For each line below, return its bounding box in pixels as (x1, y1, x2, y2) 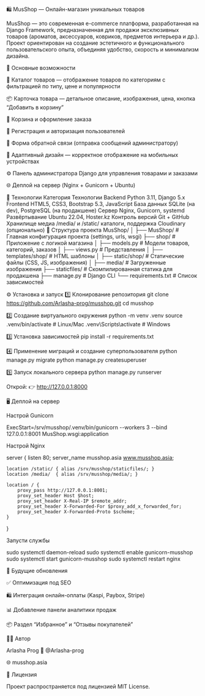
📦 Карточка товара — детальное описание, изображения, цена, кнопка (6, 95, 196, 102)
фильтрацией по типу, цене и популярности (6, 83, 121, 90)
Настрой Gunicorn (6, 412, 54, 419)
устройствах (6, 158, 40, 165)
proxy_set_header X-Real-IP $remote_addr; (17, 498, 127, 504)
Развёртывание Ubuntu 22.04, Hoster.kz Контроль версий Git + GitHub (6, 213, 190, 220)
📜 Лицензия (6, 671, 37, 678)
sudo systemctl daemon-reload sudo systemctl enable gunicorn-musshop (6, 549, 193, 556)
